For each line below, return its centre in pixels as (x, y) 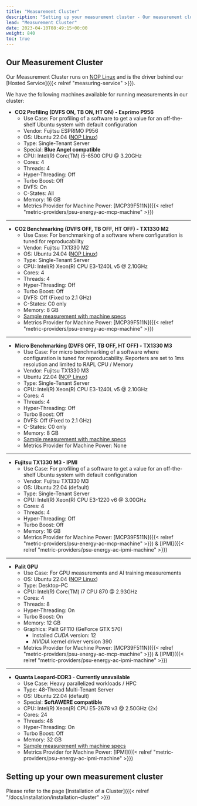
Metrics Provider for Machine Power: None (75, 445)
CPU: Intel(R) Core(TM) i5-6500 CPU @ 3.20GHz (83, 156)
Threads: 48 (38, 721)
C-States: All (39, 193)
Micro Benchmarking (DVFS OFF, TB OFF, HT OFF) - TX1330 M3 (93, 345)
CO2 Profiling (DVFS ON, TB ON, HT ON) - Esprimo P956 (84, 112)
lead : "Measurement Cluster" (42, 22)
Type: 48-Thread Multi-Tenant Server (69, 689)
